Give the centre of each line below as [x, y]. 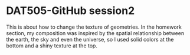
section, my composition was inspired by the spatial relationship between [95, 33]
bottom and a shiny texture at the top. [52, 46]
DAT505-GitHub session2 [71, 11]
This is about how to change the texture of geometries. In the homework [94, 27]
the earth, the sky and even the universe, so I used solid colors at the [90, 39]
